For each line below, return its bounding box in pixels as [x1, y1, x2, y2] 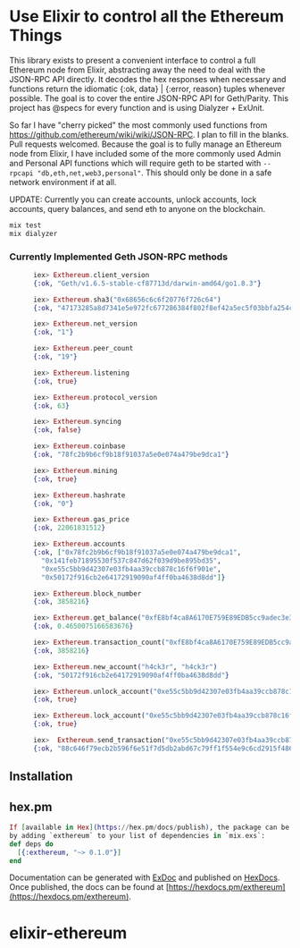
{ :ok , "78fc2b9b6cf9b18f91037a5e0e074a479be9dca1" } [32, 450, 229, 460]
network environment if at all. [9, 176, 117, 187]
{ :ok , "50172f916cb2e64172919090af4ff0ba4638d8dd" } [32, 671, 229, 680]
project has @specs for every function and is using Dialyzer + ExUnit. [9, 102, 265, 113]
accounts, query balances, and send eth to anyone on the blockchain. [9, 203, 266, 214]
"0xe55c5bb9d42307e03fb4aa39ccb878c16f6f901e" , [41, 564, 221, 573]
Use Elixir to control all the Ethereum [9, 6, 284, 27]
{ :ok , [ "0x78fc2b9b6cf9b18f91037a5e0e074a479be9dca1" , [32, 548, 242, 557]
